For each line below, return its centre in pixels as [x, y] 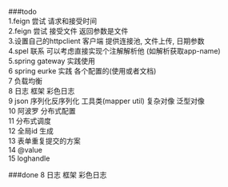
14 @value [25, 150]
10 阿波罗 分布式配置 [42, 111]
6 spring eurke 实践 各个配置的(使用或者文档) [82, 71]
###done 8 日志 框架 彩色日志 [58, 175]
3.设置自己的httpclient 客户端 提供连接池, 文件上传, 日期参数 [106, 41]
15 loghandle [29, 158]
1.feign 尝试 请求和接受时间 [53, 21]
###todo [23, 12]
